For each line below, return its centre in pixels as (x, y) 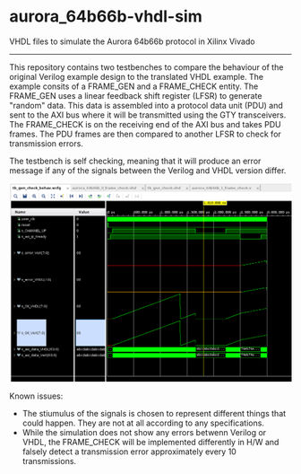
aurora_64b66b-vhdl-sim (106, 17)
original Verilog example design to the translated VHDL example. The (137, 76)
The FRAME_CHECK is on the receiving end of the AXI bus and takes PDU (145, 124)
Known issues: (36, 396)
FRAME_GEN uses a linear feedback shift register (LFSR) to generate (136, 95)
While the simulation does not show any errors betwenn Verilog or (144, 432)
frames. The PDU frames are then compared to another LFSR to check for (146, 134)
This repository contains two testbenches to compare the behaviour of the (146, 67)
